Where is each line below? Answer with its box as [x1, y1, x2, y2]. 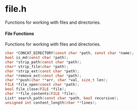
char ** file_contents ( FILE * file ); [5, 91, 78, 96]
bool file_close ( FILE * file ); [5, 87, 67, 92]
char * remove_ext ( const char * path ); [5, 73, 82, 78]
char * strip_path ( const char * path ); [5, 60, 82, 64]
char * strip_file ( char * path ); [5, 64, 69, 69]
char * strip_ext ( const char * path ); [5, 69, 79, 74]
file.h [5, 3, 27, 15]
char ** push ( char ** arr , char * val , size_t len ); [5, 78, 108, 83]
